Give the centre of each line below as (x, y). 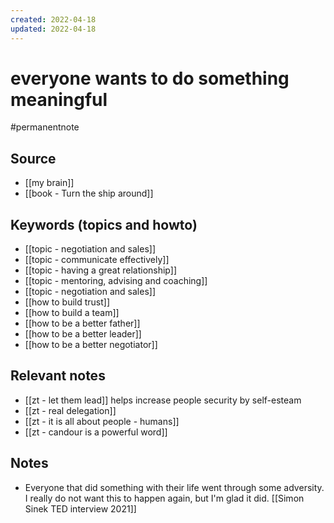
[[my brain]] (49, 183)
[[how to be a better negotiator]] (91, 345)
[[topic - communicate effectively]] (97, 260)
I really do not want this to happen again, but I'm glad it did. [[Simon (164, 498)
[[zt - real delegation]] (70, 410)
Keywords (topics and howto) (104, 224)
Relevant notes (58, 376)
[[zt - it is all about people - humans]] (102, 421)
